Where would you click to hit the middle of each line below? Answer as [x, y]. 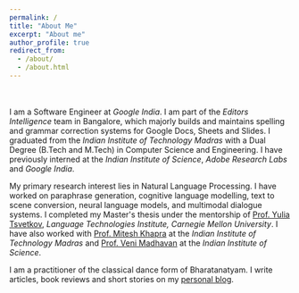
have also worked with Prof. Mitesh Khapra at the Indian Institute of [133, 233]
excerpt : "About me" [48, 34]
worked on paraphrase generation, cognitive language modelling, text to [142, 195]
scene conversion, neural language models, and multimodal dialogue [136, 205]
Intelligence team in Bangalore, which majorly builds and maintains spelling [147, 121]
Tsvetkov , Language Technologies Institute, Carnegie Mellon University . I [144, 223]
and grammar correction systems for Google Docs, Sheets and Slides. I [140, 130]
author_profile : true [50, 42]
